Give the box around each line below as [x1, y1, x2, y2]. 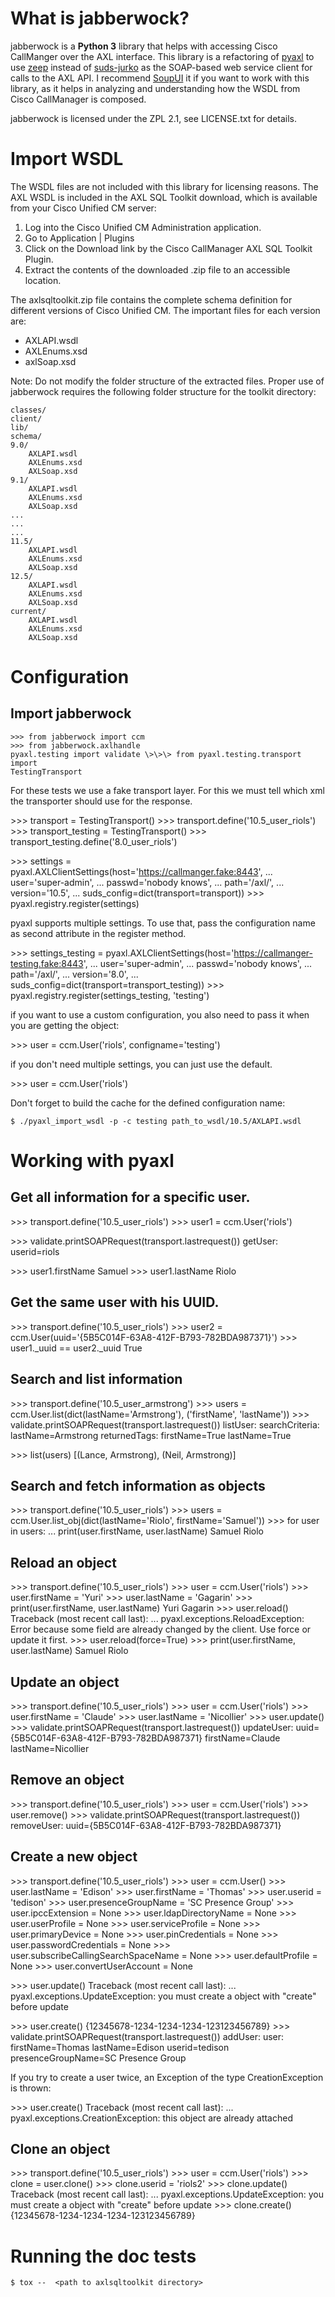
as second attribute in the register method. [10, 927, 187, 939]
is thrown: [10, 2082, 52, 2094]
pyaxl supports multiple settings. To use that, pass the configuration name [10, 917, 316, 929]
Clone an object [10, 2140, 111, 2157]
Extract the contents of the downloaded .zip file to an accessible [24, 263, 291, 276]
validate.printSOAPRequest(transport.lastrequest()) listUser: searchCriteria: [10, 1418, 320, 1431]
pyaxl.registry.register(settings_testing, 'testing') [10, 989, 210, 1001]
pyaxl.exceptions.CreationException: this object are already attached [10, 2112, 293, 2124]
